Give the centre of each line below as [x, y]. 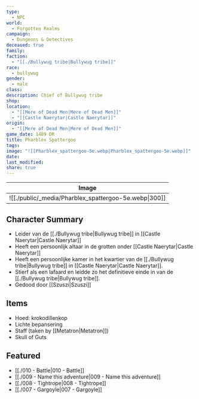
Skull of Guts [30, 337]
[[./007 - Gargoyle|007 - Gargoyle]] [59, 389]
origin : [16, 123]
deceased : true [25, 46]
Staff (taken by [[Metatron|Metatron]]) [62, 331]
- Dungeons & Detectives [42, 40]
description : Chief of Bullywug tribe [54, 95]
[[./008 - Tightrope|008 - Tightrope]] [60, 383]
